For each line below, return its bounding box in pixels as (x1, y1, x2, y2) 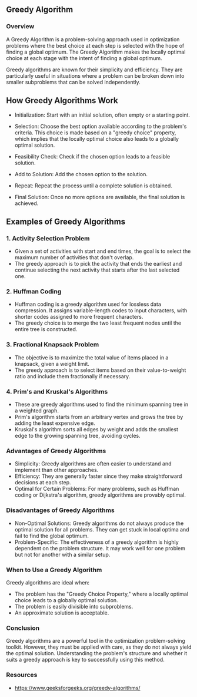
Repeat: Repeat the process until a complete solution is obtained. (14, 182, 172, 189)
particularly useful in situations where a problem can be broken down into (6, 72, 185, 79)
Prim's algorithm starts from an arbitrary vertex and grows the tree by (14, 414, 183, 421)
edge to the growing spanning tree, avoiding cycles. (14, 432, 141, 440)
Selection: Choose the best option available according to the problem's (14, 123, 187, 130)
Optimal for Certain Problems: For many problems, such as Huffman (14, 485, 179, 493)
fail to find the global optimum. (14, 532, 89, 539)
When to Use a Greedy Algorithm (6, 566, 102, 574)
